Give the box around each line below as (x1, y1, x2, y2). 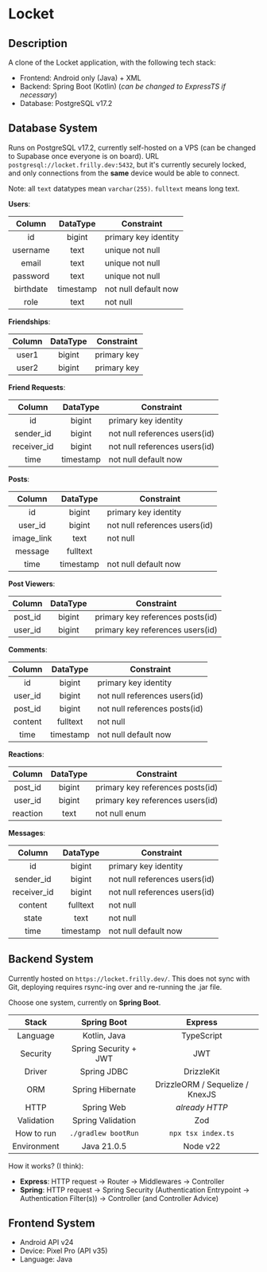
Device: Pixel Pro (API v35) (19, 1246, 108, 1256)
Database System (8, 121, 98, 136)
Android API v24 (19, 1238, 74, 1247)
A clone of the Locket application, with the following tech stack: (8, 57, 216, 67)
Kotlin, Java (82, 1030, 126, 1041)
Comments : (8, 644, 48, 654)
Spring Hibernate (72, 1084, 137, 1095)
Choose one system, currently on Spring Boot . (8, 998, 161, 1007)
